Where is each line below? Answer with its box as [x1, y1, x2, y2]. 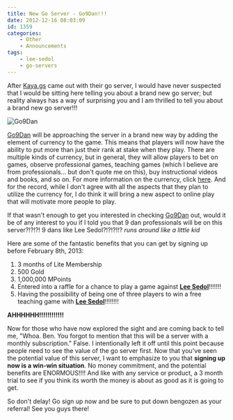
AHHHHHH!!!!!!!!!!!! [7, 310, 64, 319]
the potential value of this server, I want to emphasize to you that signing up [7, 354, 226, 362]
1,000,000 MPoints [17, 275, 72, 283]
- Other [19, 36, 42, 43]
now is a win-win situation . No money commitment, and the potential [7, 361, 207, 370]
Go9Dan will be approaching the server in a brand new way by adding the [7, 130, 218, 139]
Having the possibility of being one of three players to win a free [17, 290, 202, 298]
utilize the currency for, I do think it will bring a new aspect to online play [7, 190, 215, 198]
